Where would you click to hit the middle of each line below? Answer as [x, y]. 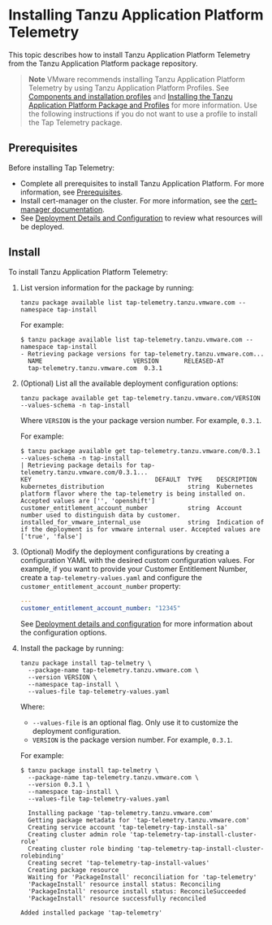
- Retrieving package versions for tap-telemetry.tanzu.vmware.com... [142, 354]
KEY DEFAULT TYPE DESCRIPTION [138, 479]
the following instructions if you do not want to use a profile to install [143, 113]
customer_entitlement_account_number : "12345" [100, 609]
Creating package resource [73, 870]
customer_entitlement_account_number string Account [131, 508]
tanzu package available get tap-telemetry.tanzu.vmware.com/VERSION [140, 398]
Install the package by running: [72, 648]
